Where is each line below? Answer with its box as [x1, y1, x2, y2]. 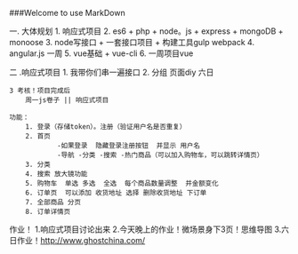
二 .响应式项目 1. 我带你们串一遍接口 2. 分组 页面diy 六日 [9, 67, 214, 77]
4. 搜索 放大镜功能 [25, 170, 88, 179]
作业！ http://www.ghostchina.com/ [16, 235, 146, 245]
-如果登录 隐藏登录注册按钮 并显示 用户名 [56, 141, 200, 150]
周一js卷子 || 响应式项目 [25, 96, 109, 105]
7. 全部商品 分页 [25, 198, 82, 207]
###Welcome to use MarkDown [9, 8, 126, 18]
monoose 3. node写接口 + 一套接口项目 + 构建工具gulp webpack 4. [9, 37, 255, 47]
